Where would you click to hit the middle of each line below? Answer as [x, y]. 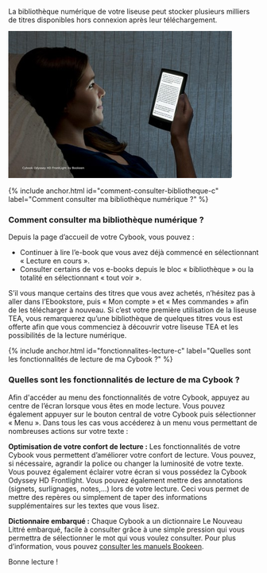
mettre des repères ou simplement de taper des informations [108, 497]
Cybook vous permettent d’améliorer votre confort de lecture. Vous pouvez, [132, 455]
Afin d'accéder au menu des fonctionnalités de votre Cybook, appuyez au [129, 397]
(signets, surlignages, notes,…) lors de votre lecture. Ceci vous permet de [129, 489]
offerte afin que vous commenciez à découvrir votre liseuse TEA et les [124, 327]
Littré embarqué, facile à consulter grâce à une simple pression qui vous [126, 529]
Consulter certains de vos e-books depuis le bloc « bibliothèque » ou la [137, 269]
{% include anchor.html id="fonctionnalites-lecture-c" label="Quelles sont [130, 351]
